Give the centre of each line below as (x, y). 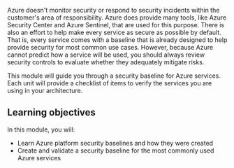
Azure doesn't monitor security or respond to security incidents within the (114, 10)
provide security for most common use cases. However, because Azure (110, 47)
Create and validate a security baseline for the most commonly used (116, 150)
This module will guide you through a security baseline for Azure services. (114, 76)
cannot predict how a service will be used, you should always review (106, 55)
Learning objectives (52, 112)
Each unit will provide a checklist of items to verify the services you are (110, 83)
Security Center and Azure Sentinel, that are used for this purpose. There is (116, 25)
